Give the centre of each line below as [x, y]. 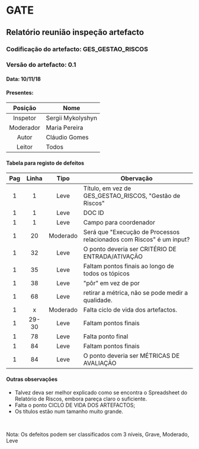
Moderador [25, 128]
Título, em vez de [107, 188]
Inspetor [25, 118]
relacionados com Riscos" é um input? [137, 239]
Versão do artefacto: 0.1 [41, 65]
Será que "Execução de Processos [131, 232]
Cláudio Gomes [67, 137]
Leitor [25, 147]
